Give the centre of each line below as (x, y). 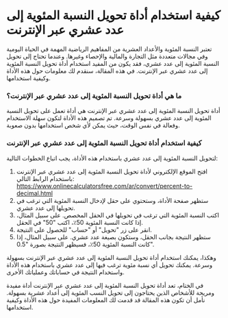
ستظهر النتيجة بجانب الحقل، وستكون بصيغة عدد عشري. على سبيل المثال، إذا (114, 236)
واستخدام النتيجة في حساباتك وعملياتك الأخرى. (65, 272)
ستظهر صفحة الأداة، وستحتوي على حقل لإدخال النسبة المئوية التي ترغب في (112, 200)
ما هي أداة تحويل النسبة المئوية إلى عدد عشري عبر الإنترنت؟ (94, 95)
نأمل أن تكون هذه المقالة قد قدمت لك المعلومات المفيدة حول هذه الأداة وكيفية (106, 299)
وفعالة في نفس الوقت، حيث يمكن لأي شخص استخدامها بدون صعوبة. (93, 125)
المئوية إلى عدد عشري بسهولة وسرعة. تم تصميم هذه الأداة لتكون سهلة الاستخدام (109, 118)
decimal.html (34, 193)
